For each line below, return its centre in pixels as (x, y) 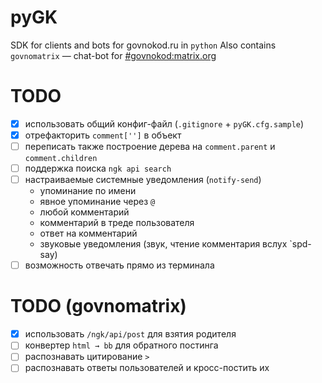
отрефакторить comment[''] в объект (103, 135)
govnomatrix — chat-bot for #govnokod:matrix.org (113, 55)
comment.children (61, 159)
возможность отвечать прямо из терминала (119, 265)
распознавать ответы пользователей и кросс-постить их (147, 368)
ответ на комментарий (88, 233)
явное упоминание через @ (97, 202)
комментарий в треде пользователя (117, 223)
